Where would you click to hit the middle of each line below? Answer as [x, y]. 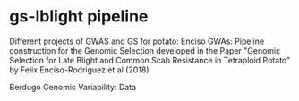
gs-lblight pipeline [79, 17]
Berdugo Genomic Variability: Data [73, 87]
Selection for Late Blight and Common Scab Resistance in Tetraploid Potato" [150, 60]
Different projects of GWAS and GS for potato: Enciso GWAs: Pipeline [137, 41]
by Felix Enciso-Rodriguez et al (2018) [79, 70]
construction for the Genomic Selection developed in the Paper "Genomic [145, 50]
